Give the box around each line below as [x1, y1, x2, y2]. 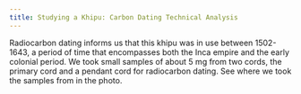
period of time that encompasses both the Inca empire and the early [38, 46, 289, 58]
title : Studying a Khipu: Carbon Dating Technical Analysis [9, 12, 239, 22]
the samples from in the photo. [9, 74, 123, 85]
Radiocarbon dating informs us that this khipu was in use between [9, 37, 254, 48]
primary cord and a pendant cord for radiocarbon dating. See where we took [9, 66, 292, 76]
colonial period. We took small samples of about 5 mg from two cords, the [9, 56, 282, 67]
